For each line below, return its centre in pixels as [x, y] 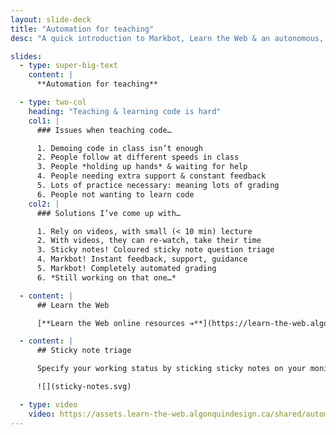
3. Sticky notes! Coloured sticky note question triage [155, 250]
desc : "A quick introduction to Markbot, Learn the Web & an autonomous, [167, 38]
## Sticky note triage [84, 351]
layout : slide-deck [51, 19]
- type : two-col [53, 102]
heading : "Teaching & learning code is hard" [125, 111]
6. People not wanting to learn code [115, 194]
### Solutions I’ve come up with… [109, 213]
